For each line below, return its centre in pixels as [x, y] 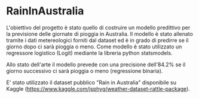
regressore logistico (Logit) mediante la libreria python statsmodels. [89, 53]
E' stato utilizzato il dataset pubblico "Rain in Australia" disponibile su [91, 82]
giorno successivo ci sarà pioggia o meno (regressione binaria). [85, 71]
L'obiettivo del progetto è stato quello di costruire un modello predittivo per [98, 27]
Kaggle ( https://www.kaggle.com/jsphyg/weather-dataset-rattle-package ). [98, 88]
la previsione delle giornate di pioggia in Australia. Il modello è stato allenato [99, 33]
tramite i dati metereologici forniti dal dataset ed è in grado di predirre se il [97, 40]
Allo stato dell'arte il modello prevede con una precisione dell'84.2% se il [96, 65]
